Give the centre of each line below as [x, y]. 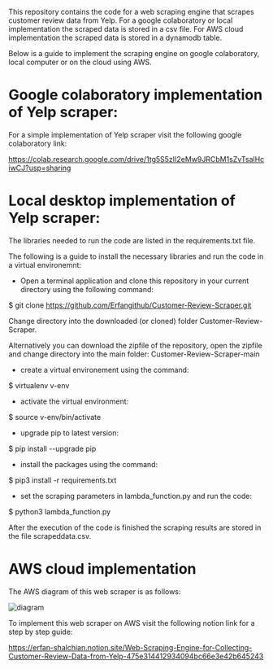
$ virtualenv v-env [39, 385]
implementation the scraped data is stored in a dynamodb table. [115, 37]
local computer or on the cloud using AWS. [80, 62]
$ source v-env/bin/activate [55, 417]
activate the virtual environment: [74, 401]
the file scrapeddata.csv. [50, 536]
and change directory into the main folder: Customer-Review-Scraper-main [134, 354]
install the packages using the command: [89, 464]
